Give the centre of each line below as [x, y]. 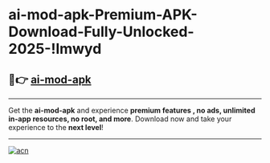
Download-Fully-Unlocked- [101, 32]
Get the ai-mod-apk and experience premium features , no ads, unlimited [132, 110]
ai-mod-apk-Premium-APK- [103, 15]
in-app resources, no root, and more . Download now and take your [120, 119]
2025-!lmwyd [55, 49]
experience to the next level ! [56, 127]
